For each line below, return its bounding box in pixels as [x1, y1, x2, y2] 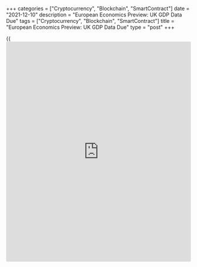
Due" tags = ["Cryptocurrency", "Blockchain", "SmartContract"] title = [6, 18, 175, 24]
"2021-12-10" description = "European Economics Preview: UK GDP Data [6, 11, 182, 18]
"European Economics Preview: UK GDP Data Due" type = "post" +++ [6, 23, 175, 31]
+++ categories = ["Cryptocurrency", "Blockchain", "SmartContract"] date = [6, 5, 190, 12]
